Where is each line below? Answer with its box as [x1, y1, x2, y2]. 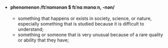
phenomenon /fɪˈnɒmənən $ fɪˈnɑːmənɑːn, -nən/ [10, 4, 115, 10]
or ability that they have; [17, 37, 69, 43]
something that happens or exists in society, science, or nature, [17, 15, 152, 21]
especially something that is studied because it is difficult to [17, 21, 144, 27]
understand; [17, 26, 44, 33]
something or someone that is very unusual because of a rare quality [17, 32, 163, 38]
